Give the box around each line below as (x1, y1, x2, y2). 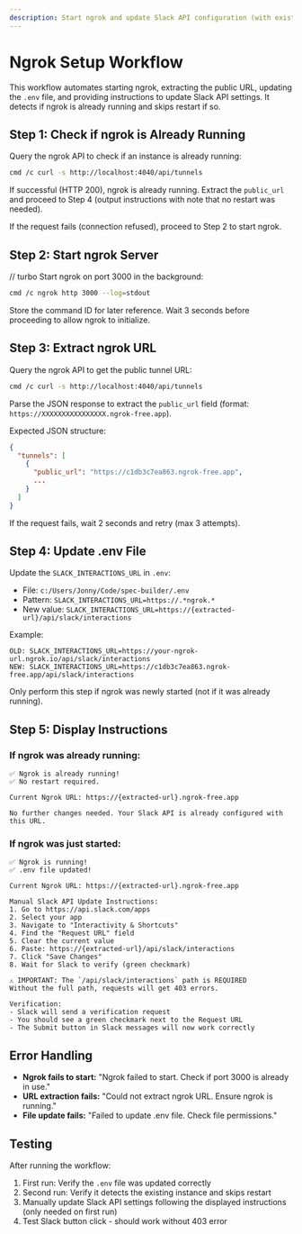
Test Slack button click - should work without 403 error (22, 1216, 227, 1227)
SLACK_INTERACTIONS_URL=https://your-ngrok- (29, 647, 200, 656)
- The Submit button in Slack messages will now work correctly (9, 1023, 255, 1032)
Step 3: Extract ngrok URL (9, 340, 157, 356)
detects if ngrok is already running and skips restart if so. (9, 101, 221, 112)
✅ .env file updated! (9, 866, 93, 875)
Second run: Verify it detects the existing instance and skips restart (22, 1187, 271, 1198)
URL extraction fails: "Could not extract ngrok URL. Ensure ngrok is (22, 1091, 273, 1102)
